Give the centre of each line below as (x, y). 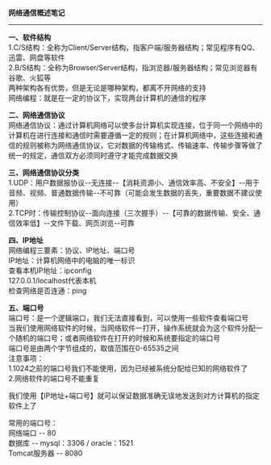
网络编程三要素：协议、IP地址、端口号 (72, 250)
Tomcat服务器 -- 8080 (46, 453)
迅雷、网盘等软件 (37, 57)
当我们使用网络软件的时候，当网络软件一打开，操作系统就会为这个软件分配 (132, 328)
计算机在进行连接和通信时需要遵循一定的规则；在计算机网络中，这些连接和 (132, 135)
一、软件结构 (29, 37)
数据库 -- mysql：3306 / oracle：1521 (71, 443)
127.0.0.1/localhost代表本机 (52, 281)
